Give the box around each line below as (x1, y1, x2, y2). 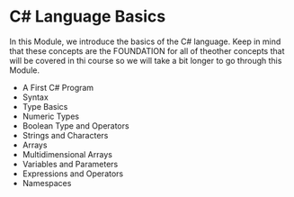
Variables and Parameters (22, 158, 119, 169)
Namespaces (22, 177, 72, 188)
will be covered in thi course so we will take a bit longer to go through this (9, 55, 282, 66)
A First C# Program (22, 82, 94, 93)
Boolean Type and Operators (22, 120, 129, 131)
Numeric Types (22, 111, 79, 121)
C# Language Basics (9, 6, 166, 27)
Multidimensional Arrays (22, 148, 112, 159)
